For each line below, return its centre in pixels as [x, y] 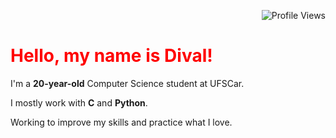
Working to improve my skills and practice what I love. [121, 122]
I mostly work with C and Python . [79, 102]
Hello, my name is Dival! [111, 56]
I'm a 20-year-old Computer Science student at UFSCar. [127, 83]
